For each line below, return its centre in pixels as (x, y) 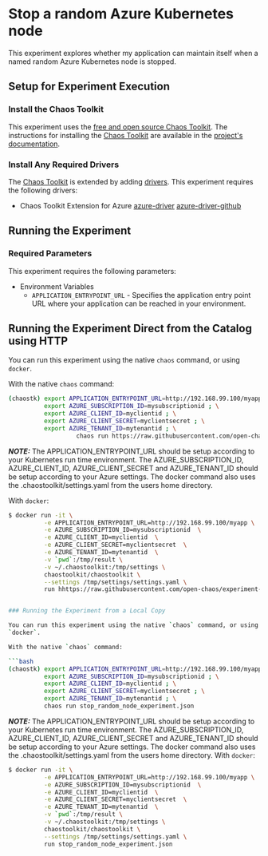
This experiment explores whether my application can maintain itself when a (133, 53)
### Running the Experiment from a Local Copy (87, 611)
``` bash (21, 661)
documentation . (34, 144)
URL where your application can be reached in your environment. (139, 303)
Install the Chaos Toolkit (56, 109)
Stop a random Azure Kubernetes (121, 14)
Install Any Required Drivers (64, 164)
